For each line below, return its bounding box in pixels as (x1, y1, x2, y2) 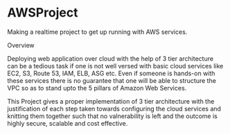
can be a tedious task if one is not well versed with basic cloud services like (7, 61, 224, 70)
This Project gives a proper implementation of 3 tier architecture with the (7, 97, 215, 105)
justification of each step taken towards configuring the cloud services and (7, 104, 222, 113)
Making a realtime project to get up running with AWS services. (7, 28, 188, 36)
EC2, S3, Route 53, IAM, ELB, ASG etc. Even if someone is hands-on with (7, 69, 215, 77)
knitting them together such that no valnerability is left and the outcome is (7, 112, 218, 120)
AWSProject (7, 5, 78, 21)
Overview (7, 41, 35, 49)
